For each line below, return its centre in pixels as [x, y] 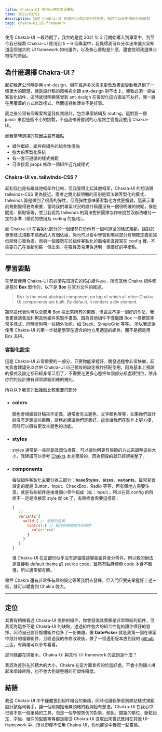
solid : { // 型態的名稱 [44, 521]
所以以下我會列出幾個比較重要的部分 [41, 390]
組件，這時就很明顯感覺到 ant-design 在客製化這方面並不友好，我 [82, 97]
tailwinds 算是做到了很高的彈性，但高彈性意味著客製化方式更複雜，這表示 [78, 200]
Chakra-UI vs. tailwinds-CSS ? [41, 177]
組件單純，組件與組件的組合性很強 [46, 146]
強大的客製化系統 [29, 152]
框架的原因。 [18, 56]
